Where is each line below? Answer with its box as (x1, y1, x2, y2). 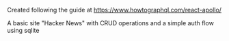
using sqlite (7, 27, 40, 34)
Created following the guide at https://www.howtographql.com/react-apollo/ (7, 6, 222, 14)
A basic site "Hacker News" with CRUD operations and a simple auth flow (7, 19, 214, 27)
